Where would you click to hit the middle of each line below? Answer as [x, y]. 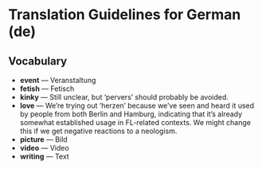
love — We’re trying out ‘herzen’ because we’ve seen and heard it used [137, 106]
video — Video [44, 148]
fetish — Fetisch [47, 88]
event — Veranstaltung [58, 80]
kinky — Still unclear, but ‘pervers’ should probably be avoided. [124, 97]
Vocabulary [38, 61]
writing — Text [44, 156]
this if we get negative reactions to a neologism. [98, 131]
